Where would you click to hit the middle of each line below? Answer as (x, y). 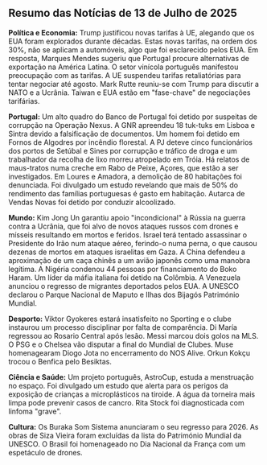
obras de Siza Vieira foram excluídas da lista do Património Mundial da (125, 435)
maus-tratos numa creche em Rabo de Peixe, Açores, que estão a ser (123, 167)
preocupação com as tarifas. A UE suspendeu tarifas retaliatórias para (125, 75)
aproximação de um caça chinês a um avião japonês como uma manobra (129, 260)
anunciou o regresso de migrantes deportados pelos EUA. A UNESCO (124, 286)
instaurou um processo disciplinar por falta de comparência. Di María (123, 327)
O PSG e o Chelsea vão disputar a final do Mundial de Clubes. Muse (121, 344)
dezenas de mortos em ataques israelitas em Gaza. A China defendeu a (127, 252)
